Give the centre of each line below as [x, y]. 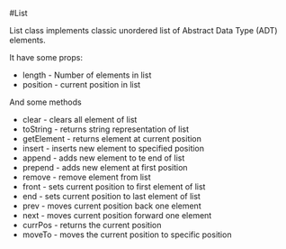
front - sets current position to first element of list [114, 187]
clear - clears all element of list [80, 120]
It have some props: [46, 57]
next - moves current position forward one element [117, 215]
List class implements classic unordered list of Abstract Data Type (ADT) [143, 30]
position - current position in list [81, 84]
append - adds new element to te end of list [103, 158]
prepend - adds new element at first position [105, 167]
